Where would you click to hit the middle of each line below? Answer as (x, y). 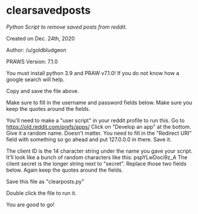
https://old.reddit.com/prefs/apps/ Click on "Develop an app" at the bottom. (99, 126)
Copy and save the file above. (43, 91)
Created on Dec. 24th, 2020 (41, 38)
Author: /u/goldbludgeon (36, 50)
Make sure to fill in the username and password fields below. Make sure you (99, 103)
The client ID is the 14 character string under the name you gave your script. (99, 151)
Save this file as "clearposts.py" (45, 181)
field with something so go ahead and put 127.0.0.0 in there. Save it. (89, 139)
